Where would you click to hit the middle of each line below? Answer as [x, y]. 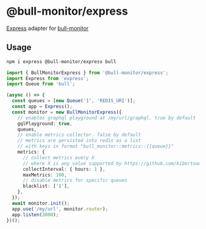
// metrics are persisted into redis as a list [79, 141]
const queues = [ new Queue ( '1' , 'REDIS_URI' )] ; [74, 101]
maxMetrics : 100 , [45, 175]
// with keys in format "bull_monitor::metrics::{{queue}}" [96, 146]
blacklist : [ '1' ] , [46, 186]
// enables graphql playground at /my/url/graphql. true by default [107, 118]
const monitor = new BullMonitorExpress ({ [67, 112]
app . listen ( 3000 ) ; [36, 215]
